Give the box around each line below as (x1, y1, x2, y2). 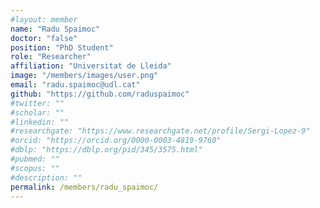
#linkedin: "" (10, 117, 70, 127)
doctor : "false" (10, 33, 78, 43)
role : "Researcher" (10, 52, 92, 62)
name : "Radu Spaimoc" (10, 24, 101, 34)
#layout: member (10, 14, 78, 25)
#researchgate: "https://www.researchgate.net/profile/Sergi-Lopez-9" (10, 126, 311, 136)
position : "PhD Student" (10, 42, 114, 53)
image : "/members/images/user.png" (10, 71, 159, 81)
